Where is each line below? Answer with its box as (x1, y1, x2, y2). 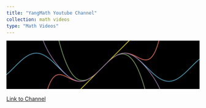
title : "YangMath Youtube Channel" (6, 10, 97, 16)
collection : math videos (6, 16, 70, 23)
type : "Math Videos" (6, 23, 59, 29)
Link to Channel (6, 95, 46, 102)
